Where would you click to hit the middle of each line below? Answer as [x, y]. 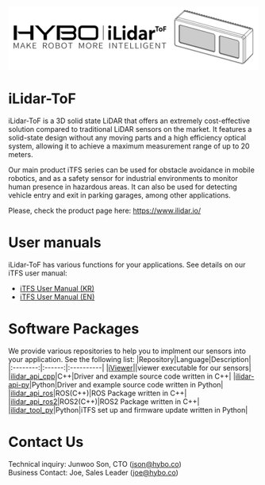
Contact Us [46, 442]
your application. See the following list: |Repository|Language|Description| [130, 359]
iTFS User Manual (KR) [57, 288]
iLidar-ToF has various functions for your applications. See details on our [127, 264]
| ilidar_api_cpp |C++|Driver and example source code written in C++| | [122, 376]
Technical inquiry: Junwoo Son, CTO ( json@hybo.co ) [95, 464]
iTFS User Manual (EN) [57, 297]
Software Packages [74, 329]
